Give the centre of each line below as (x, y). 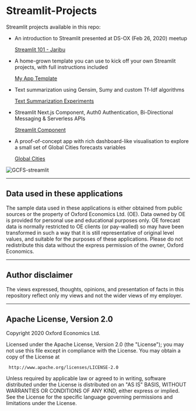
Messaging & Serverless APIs (50, 119)
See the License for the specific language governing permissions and (90, 397)
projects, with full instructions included (61, 67)
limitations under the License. (41, 403)
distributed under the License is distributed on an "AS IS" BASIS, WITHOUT (96, 385)
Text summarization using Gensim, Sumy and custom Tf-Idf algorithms (99, 89)
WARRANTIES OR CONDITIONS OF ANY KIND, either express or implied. (93, 391)
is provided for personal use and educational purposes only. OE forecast (93, 220)
